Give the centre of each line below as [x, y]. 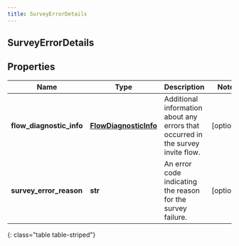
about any [181, 117]
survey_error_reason [47, 191]
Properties [31, 67]
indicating [181, 181]
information [183, 107]
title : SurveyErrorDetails [47, 14]
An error [178, 164]
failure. [175, 217]
